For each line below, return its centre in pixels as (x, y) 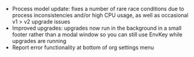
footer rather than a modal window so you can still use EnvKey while (97, 35)
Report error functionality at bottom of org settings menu (83, 47)
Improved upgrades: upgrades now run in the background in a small (97, 28)
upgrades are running (39, 41)
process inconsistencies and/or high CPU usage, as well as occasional (100, 15)
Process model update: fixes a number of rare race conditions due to (98, 9)
